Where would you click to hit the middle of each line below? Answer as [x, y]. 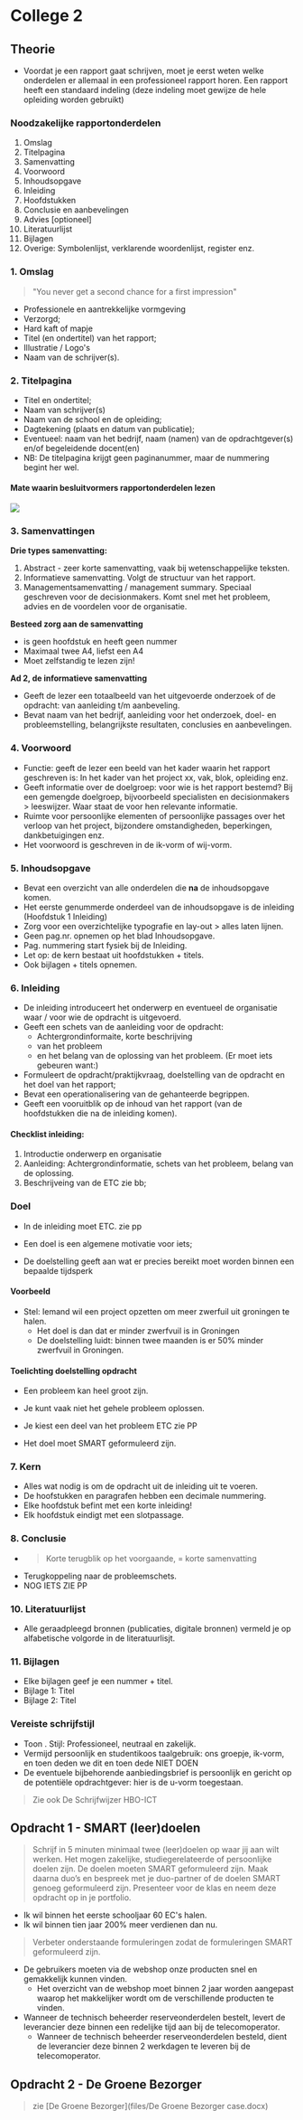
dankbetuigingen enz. [64, 835]
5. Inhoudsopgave [50, 868]
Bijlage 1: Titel [49, 1691]
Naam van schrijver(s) [64, 410]
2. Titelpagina [41, 381]
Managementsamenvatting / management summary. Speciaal [137, 588]
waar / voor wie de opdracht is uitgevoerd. [102, 1017]
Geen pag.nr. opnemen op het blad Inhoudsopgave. [119, 936]
